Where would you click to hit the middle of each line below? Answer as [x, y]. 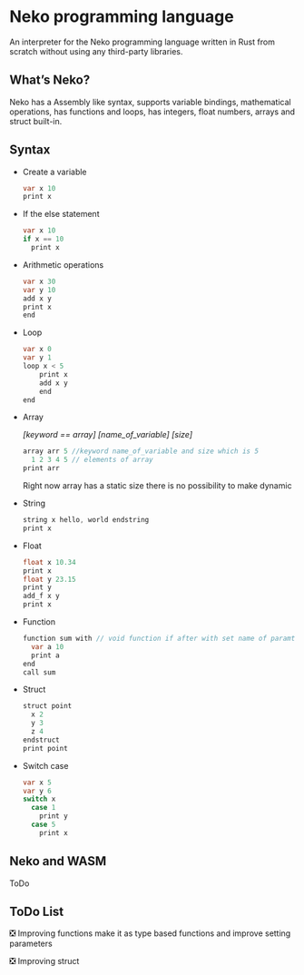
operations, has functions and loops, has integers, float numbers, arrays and [152, 112]
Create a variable [55, 172]
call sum [39, 672]
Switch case [45, 765]
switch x [39, 799]
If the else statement [61, 214]
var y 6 [37, 791]
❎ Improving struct [44, 961]
